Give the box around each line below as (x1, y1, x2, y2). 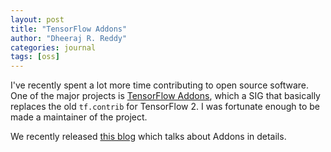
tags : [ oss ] (10, 52, 60, 62)
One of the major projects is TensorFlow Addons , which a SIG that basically (10, 90, 321, 102)
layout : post (10, 14, 65, 25)
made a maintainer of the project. (10, 111, 148, 123)
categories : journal (10, 42, 97, 53)
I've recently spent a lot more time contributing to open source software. (10, 79, 310, 91)
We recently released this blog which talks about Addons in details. (10, 131, 287, 143)
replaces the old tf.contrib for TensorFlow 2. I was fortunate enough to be (10, 101, 320, 113)
